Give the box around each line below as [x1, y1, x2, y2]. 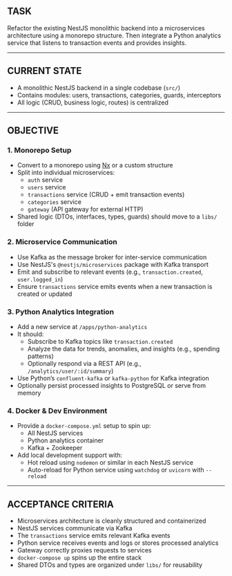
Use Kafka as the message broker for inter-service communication [17, 252, 207, 261]
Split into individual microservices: [17, 169, 115, 177]
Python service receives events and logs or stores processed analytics [17, 539, 219, 547]
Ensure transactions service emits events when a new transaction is [17, 282, 213, 290]
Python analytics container [27, 436, 104, 445]
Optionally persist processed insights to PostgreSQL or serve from [17, 381, 206, 389]
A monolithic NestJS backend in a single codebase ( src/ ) [17, 83, 181, 92]
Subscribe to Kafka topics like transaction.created [27, 337, 173, 345]
